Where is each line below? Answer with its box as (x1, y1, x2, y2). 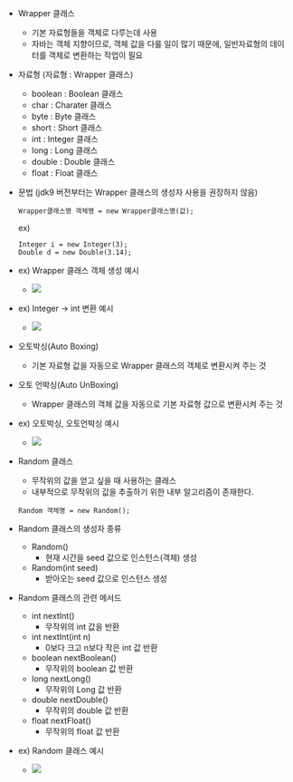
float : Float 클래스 (31, 168, 99, 179)
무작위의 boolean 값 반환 (44, 663, 134, 673)
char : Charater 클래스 (31, 100, 112, 111)
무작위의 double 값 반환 (44, 705, 129, 716)
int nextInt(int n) (31, 632, 91, 642)
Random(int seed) (31, 563, 99, 573)
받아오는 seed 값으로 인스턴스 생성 (44, 574, 167, 584)
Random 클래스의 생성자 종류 (17, 524, 122, 534)
